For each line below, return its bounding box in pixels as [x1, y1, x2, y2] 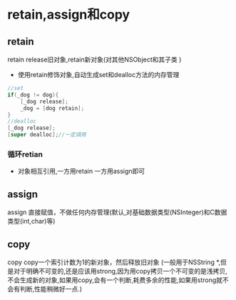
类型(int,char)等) [7, 217, 56, 226]
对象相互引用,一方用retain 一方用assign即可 [17, 167, 145, 176]
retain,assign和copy [7, 6, 130, 23]
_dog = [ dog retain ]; [20, 104, 84, 111]
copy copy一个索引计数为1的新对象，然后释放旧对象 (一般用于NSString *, [7, 258, 221, 266]
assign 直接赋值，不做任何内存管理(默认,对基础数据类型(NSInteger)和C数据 [7, 208, 227, 216]
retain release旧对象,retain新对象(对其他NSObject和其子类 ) [7, 55, 182, 64]
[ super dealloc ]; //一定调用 [7, 131, 87, 139]
